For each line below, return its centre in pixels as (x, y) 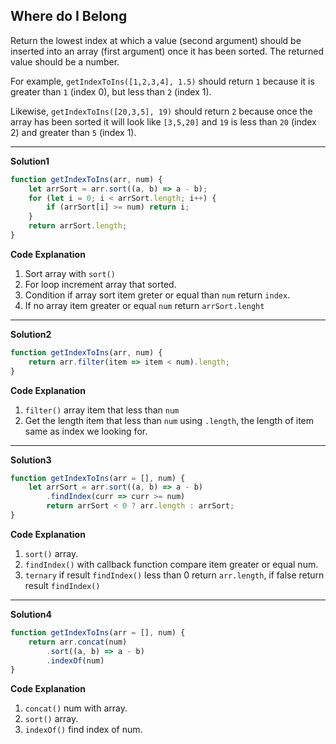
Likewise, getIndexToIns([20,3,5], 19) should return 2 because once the (161, 111)
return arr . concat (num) (78, 642)
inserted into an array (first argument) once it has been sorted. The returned (167, 51)
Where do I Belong (69, 16)
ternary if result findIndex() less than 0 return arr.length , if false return (174, 575)
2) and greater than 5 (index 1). (73, 132)
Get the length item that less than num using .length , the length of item (169, 420)
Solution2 (31, 334)
